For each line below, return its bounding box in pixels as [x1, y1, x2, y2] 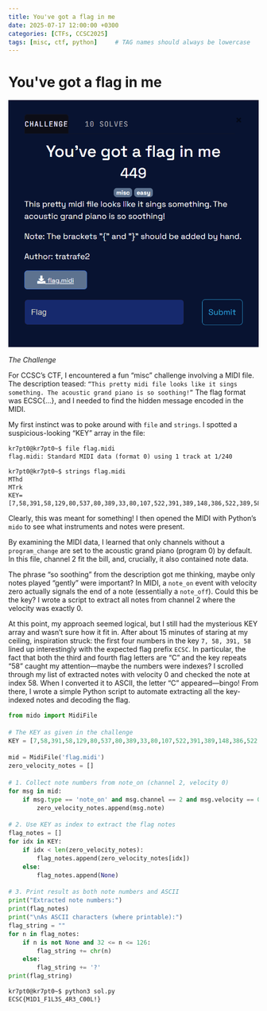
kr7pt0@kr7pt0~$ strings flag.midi [8, 468, 126, 476]
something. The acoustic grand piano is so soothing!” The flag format [8, 387, 246, 398]
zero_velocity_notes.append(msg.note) [37, 804, 165, 812]
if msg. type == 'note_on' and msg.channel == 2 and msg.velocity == [22, 795, 254, 804]
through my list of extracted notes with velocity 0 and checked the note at [8, 670, 250, 680]
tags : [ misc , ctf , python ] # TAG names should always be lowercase [8, 38, 250, 46]
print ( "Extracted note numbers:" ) [8, 896, 123, 904]
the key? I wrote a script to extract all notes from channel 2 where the [8, 595, 236, 605]
